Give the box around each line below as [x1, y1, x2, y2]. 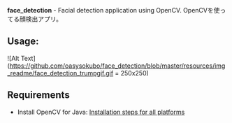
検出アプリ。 [25, 15, 63, 23]
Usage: [7, 36, 40, 48]
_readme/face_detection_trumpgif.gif [7, 68, 114, 77]
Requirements [7, 89, 70, 101]
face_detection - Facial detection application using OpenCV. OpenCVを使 [7, 6, 220, 14]
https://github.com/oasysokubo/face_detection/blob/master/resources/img [9, 61, 226, 70]
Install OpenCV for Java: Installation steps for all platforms [17, 108, 185, 116]
